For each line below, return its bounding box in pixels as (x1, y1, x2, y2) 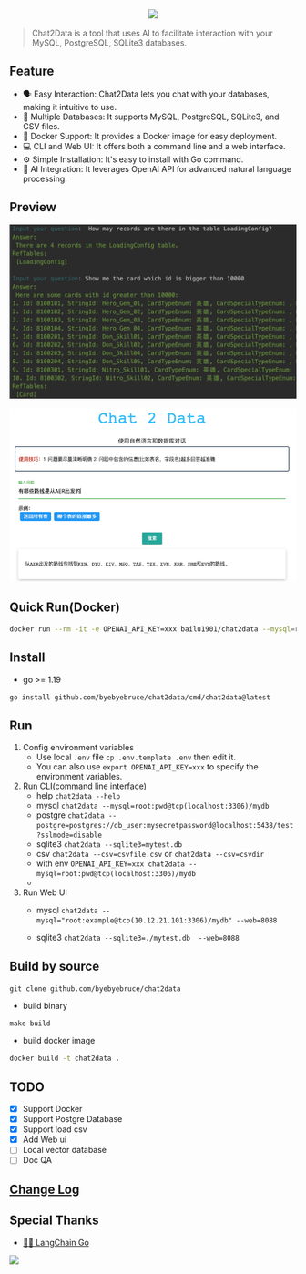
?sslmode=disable (36, 831, 103, 841)
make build (9, 1019, 51, 1028)
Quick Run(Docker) (9, 599, 120, 615)
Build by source (9, 958, 100, 973)
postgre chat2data (36, 810, 105, 820)
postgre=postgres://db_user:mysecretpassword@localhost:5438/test (36, 821, 294, 831)
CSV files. (22, 120, 61, 131)
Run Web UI (22, 887, 68, 898)
